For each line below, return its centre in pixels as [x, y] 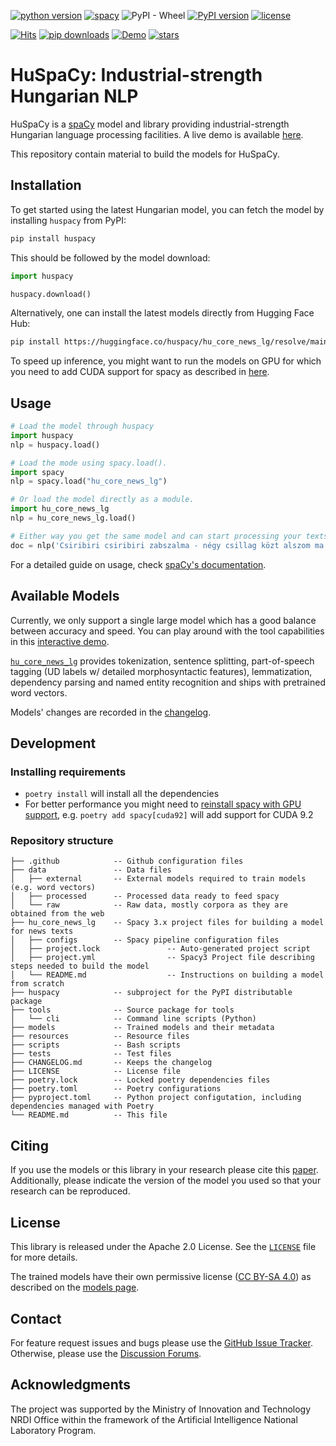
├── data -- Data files [91, 870]
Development [53, 743]
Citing [29, 1145]
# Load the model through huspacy [82, 426]
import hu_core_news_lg [60, 509]
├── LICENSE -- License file [96, 1071]
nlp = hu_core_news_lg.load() [73, 518]
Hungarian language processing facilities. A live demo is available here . [157, 134]
